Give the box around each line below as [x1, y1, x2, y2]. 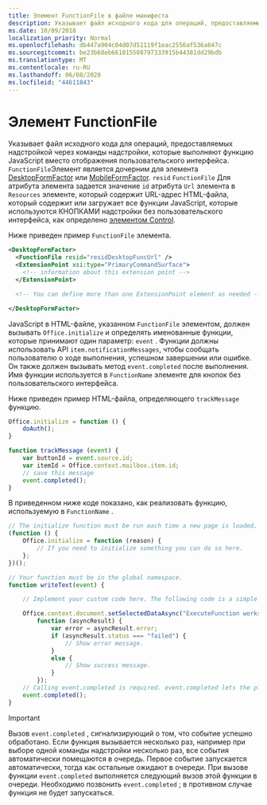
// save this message [22, 469, 94, 477]
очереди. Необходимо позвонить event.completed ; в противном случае [8, 779, 253, 789]
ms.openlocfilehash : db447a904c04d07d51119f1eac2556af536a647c [8, 41, 222, 49]
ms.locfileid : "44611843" [8, 78, 94, 86]
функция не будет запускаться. [8, 787, 114, 797]
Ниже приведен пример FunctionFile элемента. [8, 230, 172, 240]
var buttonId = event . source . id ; [22, 454, 133, 462]
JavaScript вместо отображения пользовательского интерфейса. [8, 156, 230, 166]
